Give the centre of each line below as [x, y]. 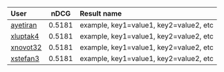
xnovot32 [26, 47]
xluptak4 [25, 36]
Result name [101, 13]
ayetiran [24, 25]
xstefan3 [25, 59]
